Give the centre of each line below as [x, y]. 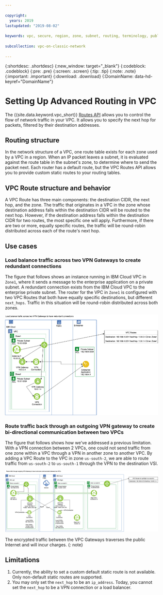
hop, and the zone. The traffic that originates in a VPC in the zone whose [78, 205]
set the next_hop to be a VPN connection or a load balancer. [72, 587]
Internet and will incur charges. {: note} [44, 545]
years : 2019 [22, 20]
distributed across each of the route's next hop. [53, 231]
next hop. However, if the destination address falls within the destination [77, 215]
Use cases [21, 246]
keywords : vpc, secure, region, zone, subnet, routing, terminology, [77, 36]
